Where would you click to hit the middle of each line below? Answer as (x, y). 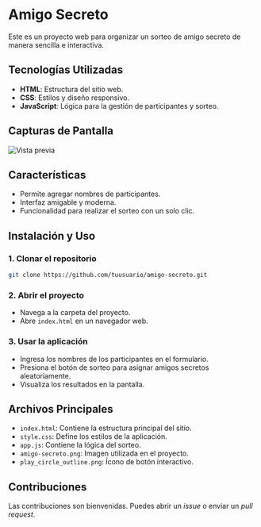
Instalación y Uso (52, 236)
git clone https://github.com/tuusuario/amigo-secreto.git (108, 275)
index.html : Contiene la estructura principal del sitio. (106, 428)
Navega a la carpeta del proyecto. (75, 313)
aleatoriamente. (45, 375)
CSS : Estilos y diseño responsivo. (74, 98)
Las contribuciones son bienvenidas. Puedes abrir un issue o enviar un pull (130, 506)
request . (22, 514)
